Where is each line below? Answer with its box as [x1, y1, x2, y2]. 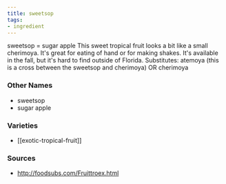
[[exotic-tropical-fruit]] [17, 136, 82, 144]
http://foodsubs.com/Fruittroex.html [17, 169, 119, 177]
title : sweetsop [7, 10, 54, 17]
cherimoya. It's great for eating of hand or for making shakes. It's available [7, 49, 218, 57]
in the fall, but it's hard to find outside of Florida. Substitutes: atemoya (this [7, 56, 219, 65]
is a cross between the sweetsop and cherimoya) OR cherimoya [7, 63, 189, 72]
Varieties [7, 121, 38, 130]
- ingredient [7, 23, 45, 30]
